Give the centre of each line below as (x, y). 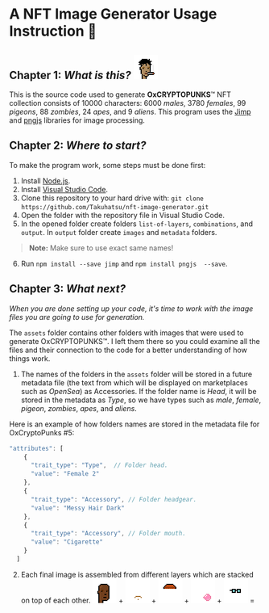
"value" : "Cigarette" (67, 542)
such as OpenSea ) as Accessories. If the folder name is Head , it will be (139, 391)
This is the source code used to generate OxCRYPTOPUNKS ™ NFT (120, 94)
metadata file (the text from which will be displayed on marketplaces (134, 382)
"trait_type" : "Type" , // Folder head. (99, 465)
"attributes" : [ (36, 448)
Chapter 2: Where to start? (78, 146)
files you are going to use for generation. (77, 317)
